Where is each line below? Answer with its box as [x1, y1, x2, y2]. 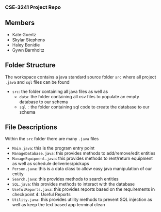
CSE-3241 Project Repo [5, 4, 61, 11]
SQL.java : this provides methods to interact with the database [12, 181, 135, 187]
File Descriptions [5, 123, 57, 131]
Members [5, 19, 35, 27]
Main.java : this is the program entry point [12, 145, 95, 151]
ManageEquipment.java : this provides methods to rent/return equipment [12, 155, 153, 161]
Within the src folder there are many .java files [5, 136, 99, 142]
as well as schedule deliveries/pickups [12, 161, 89, 167]
